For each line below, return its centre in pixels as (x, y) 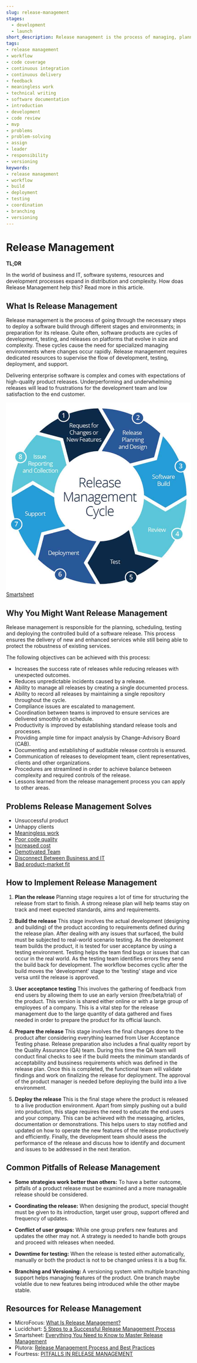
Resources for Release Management (74, 1309)
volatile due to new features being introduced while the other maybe (97, 1283)
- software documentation (38, 100)
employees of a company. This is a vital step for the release (86, 1007)
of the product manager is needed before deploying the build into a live (101, 1081)
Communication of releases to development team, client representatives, (102, 756)
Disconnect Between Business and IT (60, 858)
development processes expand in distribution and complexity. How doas (95, 281)
